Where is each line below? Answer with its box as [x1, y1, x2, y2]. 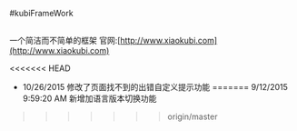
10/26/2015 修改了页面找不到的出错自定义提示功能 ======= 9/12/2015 [22, 82, 289, 93]
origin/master [167, 111, 218, 122]
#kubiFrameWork [9, 8, 74, 18]
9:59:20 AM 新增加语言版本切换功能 [22, 93, 157, 104]
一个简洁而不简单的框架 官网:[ [9, 35, 121, 46]
